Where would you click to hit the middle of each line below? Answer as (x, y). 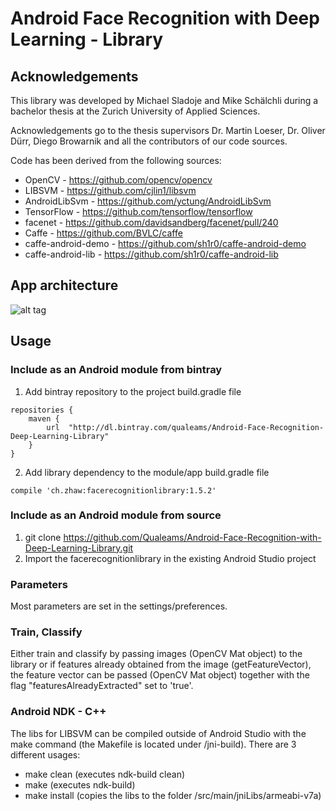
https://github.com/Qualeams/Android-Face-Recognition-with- (192, 537)
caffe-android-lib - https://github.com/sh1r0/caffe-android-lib (151, 254)
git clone (43, 537)
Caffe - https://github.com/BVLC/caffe (103, 233)
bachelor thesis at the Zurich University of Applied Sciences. (135, 111)
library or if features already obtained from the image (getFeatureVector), (161, 664)
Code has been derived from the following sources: (116, 160)
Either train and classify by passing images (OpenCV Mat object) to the (156, 654)
